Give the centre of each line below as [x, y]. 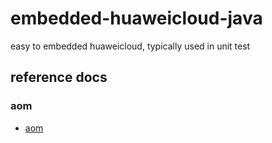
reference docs [59, 77]
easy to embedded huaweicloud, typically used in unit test [130, 46]
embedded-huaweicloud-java [136, 18]
